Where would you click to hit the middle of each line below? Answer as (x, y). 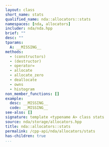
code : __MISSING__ (29, 108)
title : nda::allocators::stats (38, 126)
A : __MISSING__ (26, 47)
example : (14, 98)
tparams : (14, 43)
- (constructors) (28, 56)
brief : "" (16, 33)
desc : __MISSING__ (29, 103)
